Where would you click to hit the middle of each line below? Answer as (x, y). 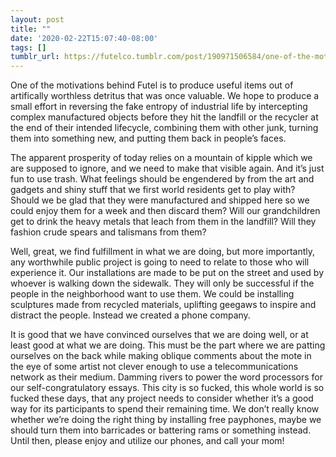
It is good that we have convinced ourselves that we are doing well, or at (159, 335)
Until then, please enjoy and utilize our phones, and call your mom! (147, 441)
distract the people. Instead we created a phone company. (130, 315)
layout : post (37, 19)
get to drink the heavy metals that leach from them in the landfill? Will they (163, 222)
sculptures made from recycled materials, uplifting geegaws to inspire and (163, 305)
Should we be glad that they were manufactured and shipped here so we (160, 200)
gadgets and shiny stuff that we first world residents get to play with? (153, 190)
